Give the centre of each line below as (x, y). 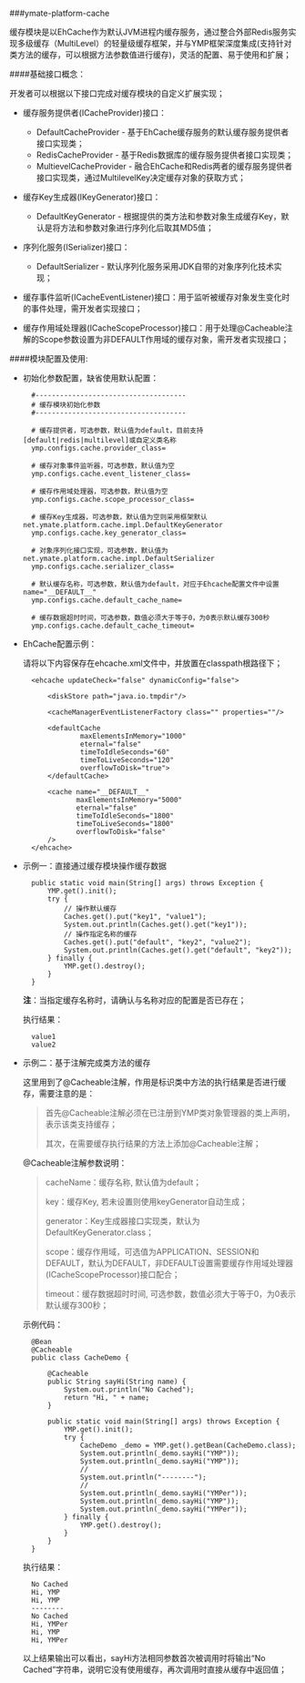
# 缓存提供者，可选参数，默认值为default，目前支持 (117, 431)
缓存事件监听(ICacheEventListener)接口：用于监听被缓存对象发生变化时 (156, 297)
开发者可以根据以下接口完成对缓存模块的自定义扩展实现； (117, 93)
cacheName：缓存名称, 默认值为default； (123, 1182)
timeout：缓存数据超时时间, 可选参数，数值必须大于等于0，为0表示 (170, 1294)
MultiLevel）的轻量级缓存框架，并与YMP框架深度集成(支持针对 (174, 43)
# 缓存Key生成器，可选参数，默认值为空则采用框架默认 (119, 517)
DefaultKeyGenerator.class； (100, 1232)
